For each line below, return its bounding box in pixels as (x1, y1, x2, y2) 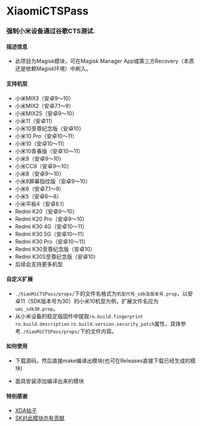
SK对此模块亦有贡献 (14, 414, 65, 422)
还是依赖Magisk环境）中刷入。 (14, 65, 92, 72)
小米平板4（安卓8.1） (14, 200, 68, 207)
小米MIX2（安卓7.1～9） (14, 102, 74, 109)
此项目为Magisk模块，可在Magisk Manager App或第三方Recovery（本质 (14, 57, 195, 65)
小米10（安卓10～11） (14, 140, 68, 147)
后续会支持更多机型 (14, 261, 63, 268)
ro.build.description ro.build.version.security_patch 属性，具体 (14, 320, 181, 327)
